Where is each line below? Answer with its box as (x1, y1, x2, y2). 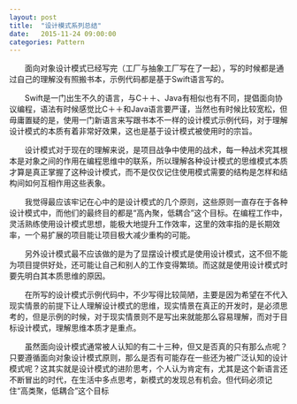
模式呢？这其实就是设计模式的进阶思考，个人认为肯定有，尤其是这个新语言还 (9, 363, 288, 374)
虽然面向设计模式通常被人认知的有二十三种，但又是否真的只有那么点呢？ (25, 341, 288, 352)
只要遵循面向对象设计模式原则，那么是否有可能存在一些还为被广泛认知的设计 (9, 353, 288, 363)
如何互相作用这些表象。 (24, 178, 110, 188)
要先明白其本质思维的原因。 (9, 271, 110, 281)
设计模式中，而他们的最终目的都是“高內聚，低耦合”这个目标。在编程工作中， (9, 208, 287, 218)
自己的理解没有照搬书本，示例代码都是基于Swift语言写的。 (16, 74, 230, 85)
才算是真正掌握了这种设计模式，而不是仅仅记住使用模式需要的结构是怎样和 (9, 167, 280, 178)
